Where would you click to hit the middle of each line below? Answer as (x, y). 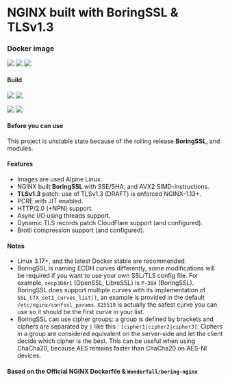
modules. (20, 148)
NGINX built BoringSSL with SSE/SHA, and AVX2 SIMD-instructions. (113, 187)
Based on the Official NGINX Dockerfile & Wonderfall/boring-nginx (103, 371)
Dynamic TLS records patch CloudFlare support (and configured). (110, 223)
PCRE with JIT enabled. (50, 201)
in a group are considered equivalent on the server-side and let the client (120, 334)
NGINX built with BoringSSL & (93, 13)
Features (20, 164)
